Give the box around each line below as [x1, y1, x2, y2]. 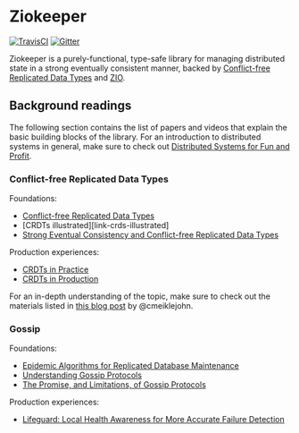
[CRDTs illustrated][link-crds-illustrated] [21, 220, 170, 231]
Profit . [9, 150, 32, 161]
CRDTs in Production [21, 274, 99, 284]
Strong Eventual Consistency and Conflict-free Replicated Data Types [21, 230, 279, 241]
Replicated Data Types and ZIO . [9, 72, 126, 82]
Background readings [9, 98, 132, 114]
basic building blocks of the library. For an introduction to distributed [9, 132, 262, 142]
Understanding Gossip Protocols [21, 369, 143, 381]
